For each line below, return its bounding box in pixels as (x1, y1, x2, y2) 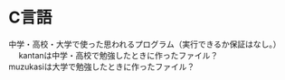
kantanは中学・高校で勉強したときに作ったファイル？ (18, 49, 219, 60)
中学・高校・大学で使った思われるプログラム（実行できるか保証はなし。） (8, 39, 281, 49)
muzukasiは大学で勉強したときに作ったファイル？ (8, 61, 195, 72)
